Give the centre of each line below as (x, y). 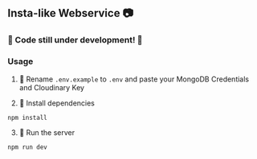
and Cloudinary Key (52, 87)
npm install (27, 117)
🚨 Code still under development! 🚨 (75, 40)
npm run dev (27, 147)
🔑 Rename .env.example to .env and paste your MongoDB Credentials (134, 79)
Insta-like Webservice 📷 (71, 13)
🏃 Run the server (47, 133)
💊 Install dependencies (57, 103)
